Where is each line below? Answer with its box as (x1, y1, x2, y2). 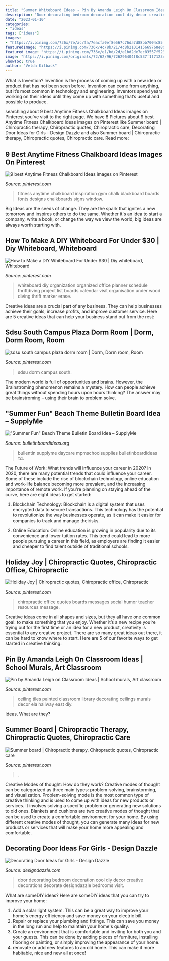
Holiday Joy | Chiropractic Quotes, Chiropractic (5, 558, 157, 566)
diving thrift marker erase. (17, 293, 71, 299)
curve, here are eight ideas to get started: (5, 492, 92, 498)
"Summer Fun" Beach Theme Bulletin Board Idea (5, 409, 161, 418)
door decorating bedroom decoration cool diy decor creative (17, 877, 143, 883)
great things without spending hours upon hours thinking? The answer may (5, 389, 161, 395)
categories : (5, 21, 30, 27)
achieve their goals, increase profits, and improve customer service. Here (5, 308, 157, 314)
